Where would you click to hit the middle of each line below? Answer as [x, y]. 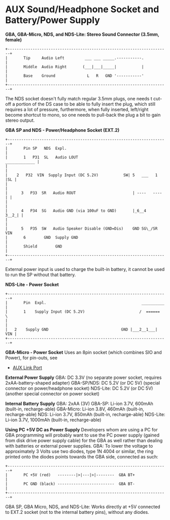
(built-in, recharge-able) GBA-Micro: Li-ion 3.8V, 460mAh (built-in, [75, 409]
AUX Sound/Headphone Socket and [82, 9]
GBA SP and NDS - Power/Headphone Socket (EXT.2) [62, 130]
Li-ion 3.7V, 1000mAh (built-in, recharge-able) [53, 420]
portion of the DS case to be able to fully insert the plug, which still [86, 104]
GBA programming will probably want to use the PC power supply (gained [82, 435]
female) [13, 40]
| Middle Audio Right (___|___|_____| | [75, 67]
